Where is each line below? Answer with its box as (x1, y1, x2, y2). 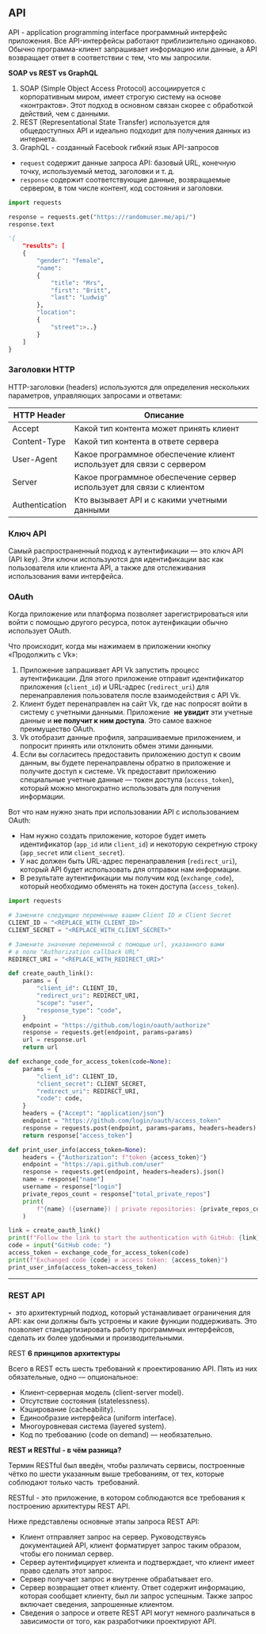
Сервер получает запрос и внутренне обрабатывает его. (19, 1574, 214, 1583)
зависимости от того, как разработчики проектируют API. (19, 1617, 217, 1626)
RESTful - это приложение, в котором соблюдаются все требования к (8, 1493, 245, 1502)
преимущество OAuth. (19, 724, 96, 734)
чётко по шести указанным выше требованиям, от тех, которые (8, 1469, 225, 1478)
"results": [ (22, 242, 66, 250)
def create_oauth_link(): (8, 969, 93, 977)
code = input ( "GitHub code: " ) (8, 1242, 112, 1250)
